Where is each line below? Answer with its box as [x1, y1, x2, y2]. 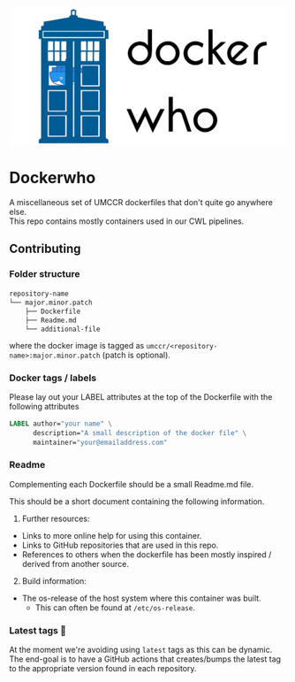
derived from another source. [21, 558, 130, 569]
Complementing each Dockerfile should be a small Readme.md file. [9, 479, 254, 489]
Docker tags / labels [9, 372, 97, 384]
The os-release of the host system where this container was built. [21, 593, 262, 603]
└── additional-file [25, 325, 101, 333]
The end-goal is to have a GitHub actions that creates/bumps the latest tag [9, 654, 281, 664]
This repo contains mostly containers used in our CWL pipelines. [9, 216, 245, 226]
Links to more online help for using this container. [21, 530, 202, 540]
